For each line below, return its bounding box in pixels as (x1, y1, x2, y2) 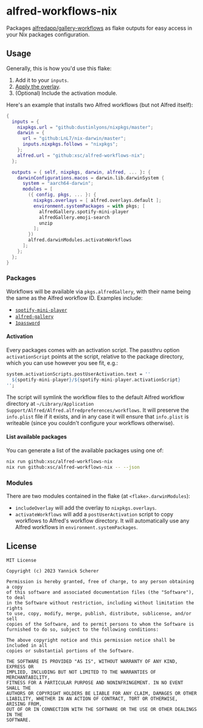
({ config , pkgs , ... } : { (28, 192, 97, 198)
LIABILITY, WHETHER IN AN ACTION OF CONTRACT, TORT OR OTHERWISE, (6, 695, 178, 702)
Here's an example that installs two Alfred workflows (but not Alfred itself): (6, 101, 193, 108)
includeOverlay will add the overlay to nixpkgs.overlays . (15, 504, 157, 511)
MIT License (6, 557, 36, 563)
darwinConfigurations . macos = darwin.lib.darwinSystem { (17, 175, 165, 181)
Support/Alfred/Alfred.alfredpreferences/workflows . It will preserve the (6, 406, 190, 414)
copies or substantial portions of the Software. (6, 648, 135, 654)
